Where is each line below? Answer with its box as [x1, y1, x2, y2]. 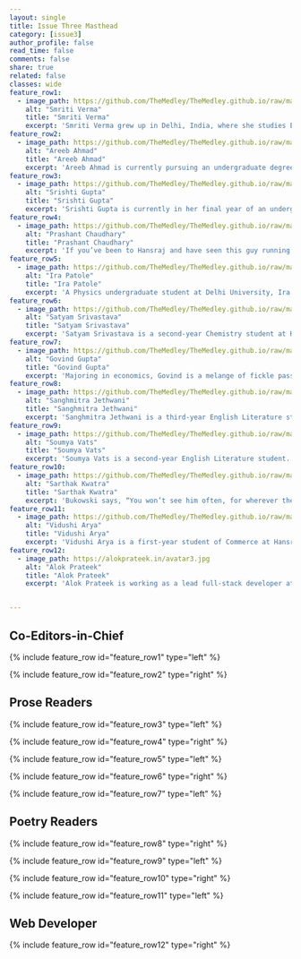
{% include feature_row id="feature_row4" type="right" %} [9, 736, 228, 747]
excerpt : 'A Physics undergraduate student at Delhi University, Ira [25, 287, 291, 296]
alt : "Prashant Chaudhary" [25, 229, 126, 238]
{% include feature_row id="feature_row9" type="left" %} [9, 855, 222, 866]
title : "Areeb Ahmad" [25, 154, 106, 164]
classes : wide [9, 80, 63, 89]
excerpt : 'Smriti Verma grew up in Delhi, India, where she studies [25, 122, 287, 131]
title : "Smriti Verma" [25, 113, 110, 122]
